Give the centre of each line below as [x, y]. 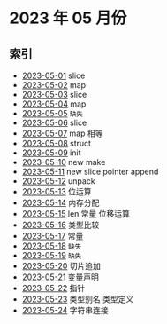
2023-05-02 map [54, 85]
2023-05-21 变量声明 [61, 277]
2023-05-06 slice [54, 122]
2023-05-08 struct [56, 143]
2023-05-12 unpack [58, 181]
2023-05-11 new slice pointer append [90, 171]
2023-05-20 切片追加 [61, 266]
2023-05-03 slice [54, 95]
